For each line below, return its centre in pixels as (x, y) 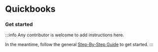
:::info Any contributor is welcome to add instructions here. (65, 35)
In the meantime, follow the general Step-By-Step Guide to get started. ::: (79, 45)
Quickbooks (30, 9)
